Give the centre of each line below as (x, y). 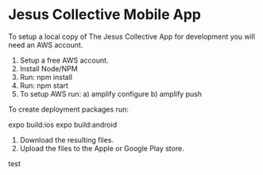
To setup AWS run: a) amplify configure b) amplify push (111, 93)
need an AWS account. (46, 44)
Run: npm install (46, 77)
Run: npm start (44, 86)
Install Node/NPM (48, 68)
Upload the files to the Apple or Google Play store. (102, 148)
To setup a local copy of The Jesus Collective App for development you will (132, 36)
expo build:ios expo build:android (63, 124)
